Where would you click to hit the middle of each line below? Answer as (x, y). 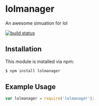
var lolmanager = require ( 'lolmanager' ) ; (50, 99)
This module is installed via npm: (40, 61)
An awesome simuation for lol (36, 23)
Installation (23, 49)
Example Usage (31, 87)
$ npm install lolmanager (33, 71)
